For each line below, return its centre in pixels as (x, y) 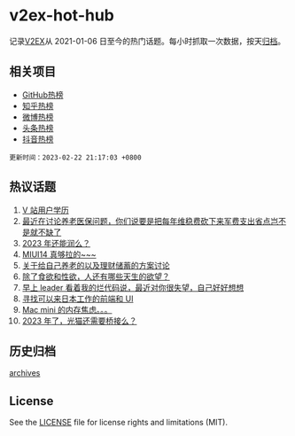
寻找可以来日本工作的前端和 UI (78, 299)
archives (25, 373)
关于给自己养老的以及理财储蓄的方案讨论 (96, 265)
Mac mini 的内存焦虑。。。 (67, 309)
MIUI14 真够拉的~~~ (59, 254)
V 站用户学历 (45, 210)
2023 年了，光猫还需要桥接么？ (79, 321)
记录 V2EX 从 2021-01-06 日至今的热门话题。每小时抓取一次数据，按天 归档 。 (147, 41)
